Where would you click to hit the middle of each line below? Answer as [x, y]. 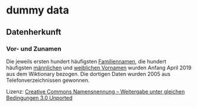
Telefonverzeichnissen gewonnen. [48, 80]
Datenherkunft [34, 32]
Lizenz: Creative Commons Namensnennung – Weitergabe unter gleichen [96, 91]
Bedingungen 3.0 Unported [39, 98]
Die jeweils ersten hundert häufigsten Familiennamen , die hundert [86, 61]
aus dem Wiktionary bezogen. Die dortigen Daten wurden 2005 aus [88, 73]
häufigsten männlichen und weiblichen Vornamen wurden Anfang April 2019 [99, 68]
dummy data [38, 10]
